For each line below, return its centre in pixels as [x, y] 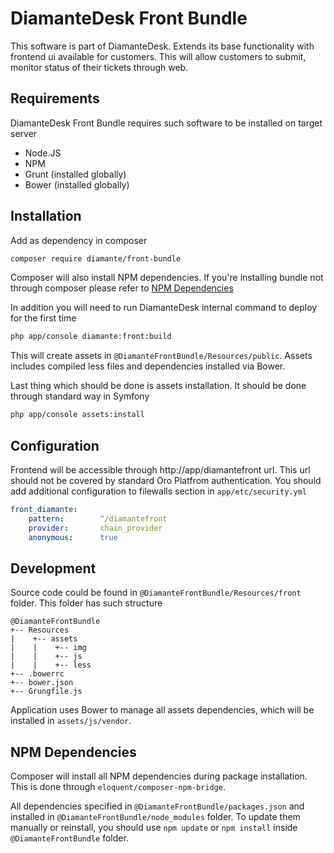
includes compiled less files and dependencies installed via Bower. [148, 366]
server [24, 133]
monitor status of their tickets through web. [99, 67]
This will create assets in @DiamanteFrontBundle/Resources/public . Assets [161, 356]
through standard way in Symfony [80, 396]
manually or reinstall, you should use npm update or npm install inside [154, 828]
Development [53, 568]
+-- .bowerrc [37, 674]
